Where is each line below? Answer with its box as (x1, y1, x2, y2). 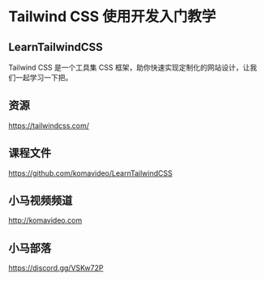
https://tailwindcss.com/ (8, 121, 90, 130)
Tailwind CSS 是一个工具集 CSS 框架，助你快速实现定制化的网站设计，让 (8, 62, 250, 72)
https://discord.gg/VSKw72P (8, 263, 104, 273)
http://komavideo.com (8, 215, 83, 225)
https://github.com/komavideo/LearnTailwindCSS (8, 168, 173, 178)
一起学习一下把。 (15, 73, 73, 82)
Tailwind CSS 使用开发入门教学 (8, 7, 216, 26)
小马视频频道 (8, 194, 73, 207)
